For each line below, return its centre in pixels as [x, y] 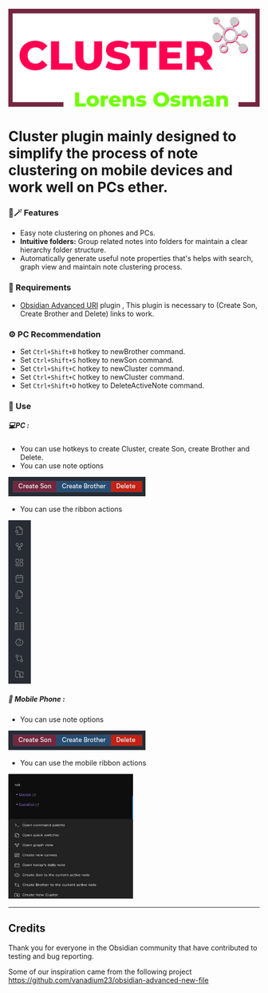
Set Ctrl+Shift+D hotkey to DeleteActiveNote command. [112, 385]
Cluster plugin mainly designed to [122, 137]
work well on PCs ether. [88, 187]
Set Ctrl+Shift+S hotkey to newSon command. [97, 360]
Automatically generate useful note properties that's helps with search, [136, 258]
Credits [27, 929]
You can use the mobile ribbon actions [83, 762]
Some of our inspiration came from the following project [100, 971]
